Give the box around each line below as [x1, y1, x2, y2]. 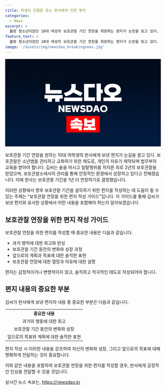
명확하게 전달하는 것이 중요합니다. [5, 351, 70, 358]
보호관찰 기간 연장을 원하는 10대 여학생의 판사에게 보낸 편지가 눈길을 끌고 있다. [5, 152, 156, 158]
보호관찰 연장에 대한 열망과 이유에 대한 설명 [12, 259, 96, 264]
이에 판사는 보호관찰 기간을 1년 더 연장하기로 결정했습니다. [15, 177, 127, 183]
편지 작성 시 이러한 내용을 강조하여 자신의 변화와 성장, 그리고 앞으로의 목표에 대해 [5, 346, 161, 351]
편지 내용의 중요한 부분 [5, 285, 70, 294]
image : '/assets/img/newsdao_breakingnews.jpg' [5, 44, 105, 49]
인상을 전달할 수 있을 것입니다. [10, 368, 69, 374]
